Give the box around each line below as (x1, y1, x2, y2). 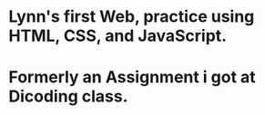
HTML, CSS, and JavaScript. (8, 25, 228, 46)
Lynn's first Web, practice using (8, 6, 255, 27)
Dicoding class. (8, 86, 128, 107)
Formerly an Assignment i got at (8, 67, 256, 88)
